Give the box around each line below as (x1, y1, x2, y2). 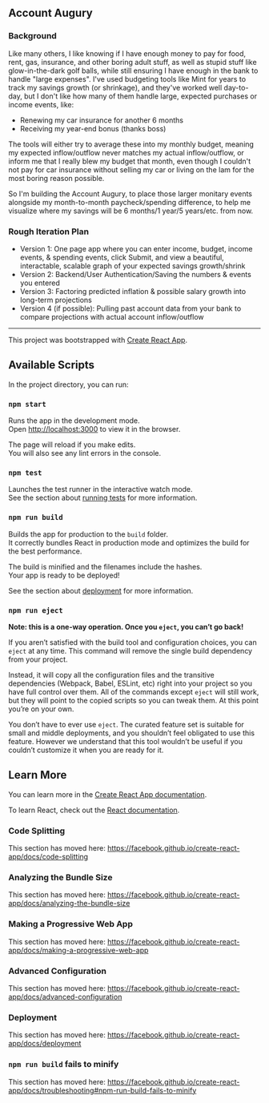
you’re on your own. (8, 704, 74, 714)
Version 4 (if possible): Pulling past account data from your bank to (19, 304, 242, 313)
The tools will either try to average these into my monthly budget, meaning (8, 139, 255, 149)
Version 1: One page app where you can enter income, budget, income (19, 244, 253, 253)
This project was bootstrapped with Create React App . (8, 335, 188, 344)
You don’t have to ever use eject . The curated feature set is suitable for (8, 719, 244, 729)
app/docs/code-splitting (8, 852, 89, 862)
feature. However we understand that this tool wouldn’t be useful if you (8, 736, 243, 746)
